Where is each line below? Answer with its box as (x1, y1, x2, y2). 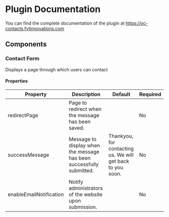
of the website (68, 191, 103, 198)
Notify (68, 178, 83, 185)
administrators (68, 184, 103, 191)
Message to (68, 136, 97, 143)
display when (68, 142, 101, 149)
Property (25, 90, 47, 97)
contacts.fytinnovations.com (5, 25, 64, 31)
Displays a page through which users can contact (5, 66, 108, 72)
